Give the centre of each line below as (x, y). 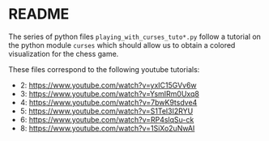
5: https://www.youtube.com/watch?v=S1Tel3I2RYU (107, 111)
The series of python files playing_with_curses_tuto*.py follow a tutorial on (135, 36)
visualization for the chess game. (64, 53)
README (39, 14)
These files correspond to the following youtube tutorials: (104, 69)
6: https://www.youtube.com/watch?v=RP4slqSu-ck (107, 119)
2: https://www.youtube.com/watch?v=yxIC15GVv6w (108, 85)
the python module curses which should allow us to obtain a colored (122, 45)
